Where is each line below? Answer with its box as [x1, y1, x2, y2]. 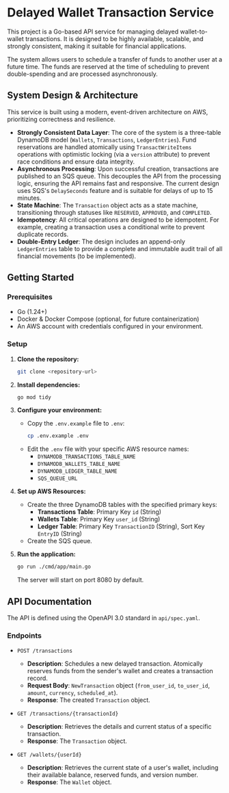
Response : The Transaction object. [27, 737, 128, 745]
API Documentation [7, 595, 92, 607]
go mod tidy [16, 393, 51, 401]
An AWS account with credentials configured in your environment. [16, 322, 204, 330]
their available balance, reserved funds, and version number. [27, 771, 198, 779]
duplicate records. [16, 230, 69, 238]
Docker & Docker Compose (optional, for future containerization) [16, 315, 200, 323]
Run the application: [16, 550, 77, 558]
